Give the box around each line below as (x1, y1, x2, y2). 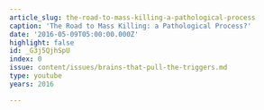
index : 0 (9, 55, 42, 63)
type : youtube (9, 72, 63, 80)
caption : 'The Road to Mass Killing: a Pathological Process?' (9, 21, 252, 30)
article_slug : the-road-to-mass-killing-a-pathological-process (9, 13, 256, 22)
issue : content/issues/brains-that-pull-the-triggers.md (9, 63, 228, 72)
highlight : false (9, 38, 75, 47)
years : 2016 (9, 80, 54, 89)
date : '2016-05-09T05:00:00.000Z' (9, 30, 140, 38)
